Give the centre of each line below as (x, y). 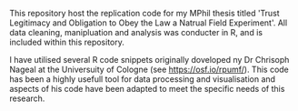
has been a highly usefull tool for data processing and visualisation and (142, 79)
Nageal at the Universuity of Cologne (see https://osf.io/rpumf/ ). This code (149, 69)
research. (27, 98)
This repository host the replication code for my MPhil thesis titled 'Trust (144, 13)
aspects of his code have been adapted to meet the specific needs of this (147, 89)
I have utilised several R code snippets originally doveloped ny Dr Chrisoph (149, 60)
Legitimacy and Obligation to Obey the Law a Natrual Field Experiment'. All (149, 23)
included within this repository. (67, 42)
